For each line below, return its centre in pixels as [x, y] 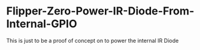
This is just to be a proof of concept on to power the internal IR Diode [92, 40]
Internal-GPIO [42, 24]
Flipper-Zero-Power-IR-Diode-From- [100, 11]
